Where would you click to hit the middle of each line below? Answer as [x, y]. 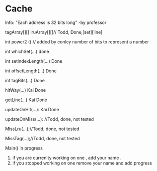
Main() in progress [24, 148]
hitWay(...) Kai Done [26, 90]
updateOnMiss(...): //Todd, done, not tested [50, 119]
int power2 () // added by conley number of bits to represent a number [77, 42]
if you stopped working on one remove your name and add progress [82, 163]
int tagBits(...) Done [25, 80]
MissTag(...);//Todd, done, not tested [43, 138]
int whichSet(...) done [27, 51]
